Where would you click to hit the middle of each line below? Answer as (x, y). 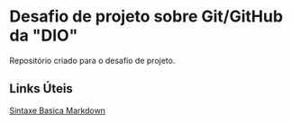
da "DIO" (44, 35)
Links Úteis (41, 89)
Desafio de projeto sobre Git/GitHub (146, 17)
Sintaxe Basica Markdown (58, 111)
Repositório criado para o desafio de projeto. (92, 60)
